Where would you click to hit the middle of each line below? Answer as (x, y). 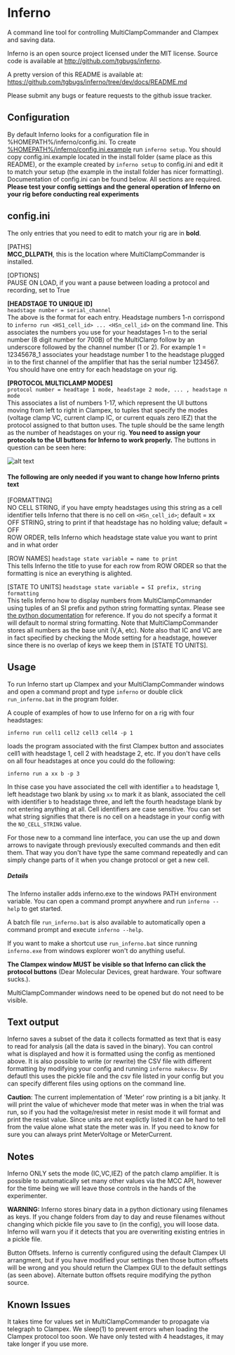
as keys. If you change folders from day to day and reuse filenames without (116, 1217)
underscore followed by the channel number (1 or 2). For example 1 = (107, 347)
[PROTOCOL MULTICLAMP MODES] (60, 383)
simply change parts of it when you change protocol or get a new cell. (108, 860)
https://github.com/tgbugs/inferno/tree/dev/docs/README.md (97, 81)
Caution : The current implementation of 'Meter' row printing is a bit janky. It (116, 1097)
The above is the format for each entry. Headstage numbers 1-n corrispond (116, 317)
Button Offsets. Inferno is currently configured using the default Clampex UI (116, 1253)
